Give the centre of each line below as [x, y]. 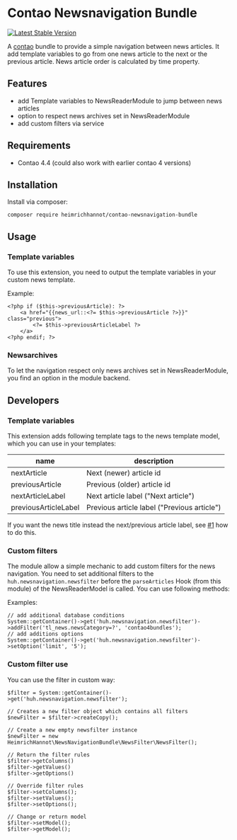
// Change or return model [47, 817]
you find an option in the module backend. [69, 378]
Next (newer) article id [123, 473]
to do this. [22, 533]
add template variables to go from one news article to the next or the [107, 54]
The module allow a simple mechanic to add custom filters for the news [111, 566]
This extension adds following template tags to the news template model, [114, 436]
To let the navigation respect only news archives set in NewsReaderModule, [118, 370]
